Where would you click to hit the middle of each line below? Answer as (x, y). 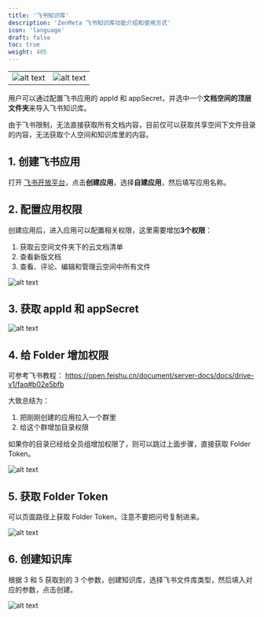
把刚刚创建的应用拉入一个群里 (68, 418)
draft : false (29, 37)
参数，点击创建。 (49, 589)
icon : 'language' (37, 30)
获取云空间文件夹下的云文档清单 (71, 247)
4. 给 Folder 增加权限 (59, 355)
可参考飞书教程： (36, 376)
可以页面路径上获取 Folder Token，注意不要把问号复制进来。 (106, 517)
